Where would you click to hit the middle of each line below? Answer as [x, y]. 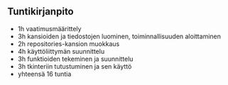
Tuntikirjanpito [40, 12]
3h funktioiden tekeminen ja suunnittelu [75, 59]
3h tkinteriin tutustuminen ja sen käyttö [75, 66]
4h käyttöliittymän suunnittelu [61, 51]
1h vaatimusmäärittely [49, 28]
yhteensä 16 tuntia [44, 74]
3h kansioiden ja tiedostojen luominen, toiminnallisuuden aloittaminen [119, 36]
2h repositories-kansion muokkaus [69, 44]
